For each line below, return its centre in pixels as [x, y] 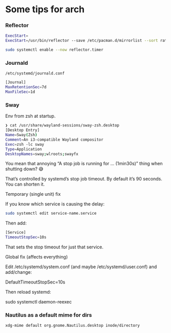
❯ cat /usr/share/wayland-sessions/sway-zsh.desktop [62, 125]
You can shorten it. [25, 184]
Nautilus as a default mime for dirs [49, 315]
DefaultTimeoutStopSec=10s [35, 282]
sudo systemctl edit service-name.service [51, 213]
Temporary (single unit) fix [33, 194]
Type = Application [24, 149]
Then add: [16, 223]
